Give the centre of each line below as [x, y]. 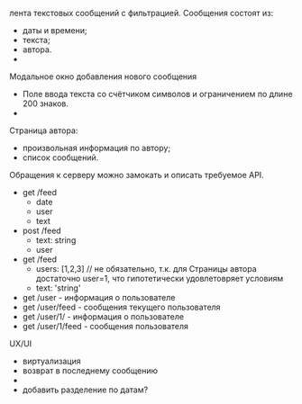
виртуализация [51, 361]
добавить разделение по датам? [85, 390]
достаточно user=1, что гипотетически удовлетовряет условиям [160, 278]
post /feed [41, 230]
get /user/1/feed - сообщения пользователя [105, 326]
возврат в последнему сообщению [90, 371]
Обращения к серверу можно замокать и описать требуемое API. [137, 175]
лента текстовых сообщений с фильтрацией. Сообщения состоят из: [142, 13]
